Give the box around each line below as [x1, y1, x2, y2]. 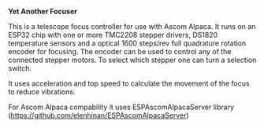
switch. [8, 64, 32, 73]
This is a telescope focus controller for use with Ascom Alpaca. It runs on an [8, 22, 256, 31]
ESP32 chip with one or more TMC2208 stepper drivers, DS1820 [8, 31, 218, 39]
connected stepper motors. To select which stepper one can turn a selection [8, 55, 257, 64]
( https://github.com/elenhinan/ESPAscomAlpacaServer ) [8, 111, 189, 120]
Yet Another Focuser [8, 7, 77, 16]
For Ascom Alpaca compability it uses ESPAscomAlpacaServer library [8, 102, 235, 112]
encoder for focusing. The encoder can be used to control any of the [8, 47, 232, 56]
